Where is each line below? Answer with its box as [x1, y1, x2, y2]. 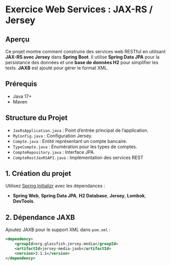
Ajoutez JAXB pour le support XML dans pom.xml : [5, 227, 111, 233]
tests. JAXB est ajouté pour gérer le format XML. [5, 65, 109, 71]
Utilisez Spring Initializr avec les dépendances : [5, 183, 105, 189]
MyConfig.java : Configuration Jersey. [12, 132, 92, 139]
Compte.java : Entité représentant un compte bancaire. [12, 138, 127, 144]
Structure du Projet [5, 114, 68, 122]
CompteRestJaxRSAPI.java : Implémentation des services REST [12, 154, 144, 160]
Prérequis [5, 79, 37, 88]
